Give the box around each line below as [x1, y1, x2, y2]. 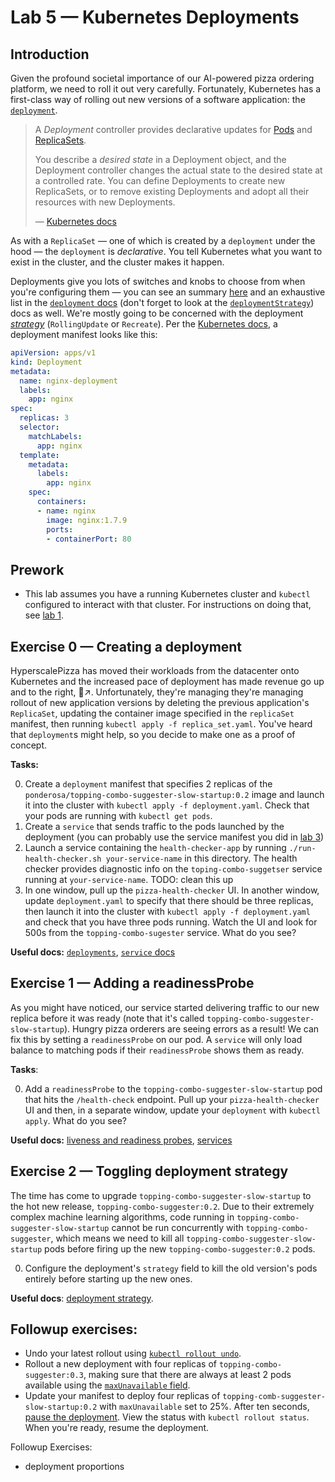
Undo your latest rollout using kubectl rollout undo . [24, 1347, 242, 1360]
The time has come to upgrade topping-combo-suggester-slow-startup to [10, 1189, 312, 1201]
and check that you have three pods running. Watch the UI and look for [24, 916, 318, 928]
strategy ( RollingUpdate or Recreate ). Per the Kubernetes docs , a [10, 318, 278, 330]
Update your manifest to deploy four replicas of [24, 1390, 221, 1402]
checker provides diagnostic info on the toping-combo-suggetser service [24, 863, 323, 875]
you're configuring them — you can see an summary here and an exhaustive [10, 286, 326, 298]
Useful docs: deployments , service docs [10, 946, 176, 958]
